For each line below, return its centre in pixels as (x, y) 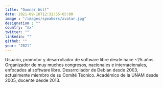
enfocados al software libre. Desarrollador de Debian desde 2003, (72, 70)
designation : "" (23, 23)
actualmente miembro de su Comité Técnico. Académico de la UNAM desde (82, 75)
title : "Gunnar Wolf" (27, 9)
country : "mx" (20, 28)
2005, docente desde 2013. (33, 80)
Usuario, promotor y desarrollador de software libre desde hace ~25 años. (80, 59)
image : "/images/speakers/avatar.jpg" (46, 18)
